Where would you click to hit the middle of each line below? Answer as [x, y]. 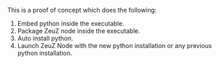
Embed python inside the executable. [70, 23]
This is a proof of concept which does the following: [82, 10]
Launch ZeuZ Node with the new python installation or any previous [114, 46]
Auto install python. [45, 38]
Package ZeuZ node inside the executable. [79, 31]
